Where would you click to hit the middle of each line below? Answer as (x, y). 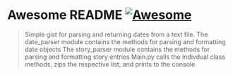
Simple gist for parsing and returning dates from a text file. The (116, 34)
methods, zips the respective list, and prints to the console (110, 64)
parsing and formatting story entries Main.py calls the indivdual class (125, 57)
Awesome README (65, 15)
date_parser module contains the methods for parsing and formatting (125, 41)
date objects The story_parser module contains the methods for (117, 49)
